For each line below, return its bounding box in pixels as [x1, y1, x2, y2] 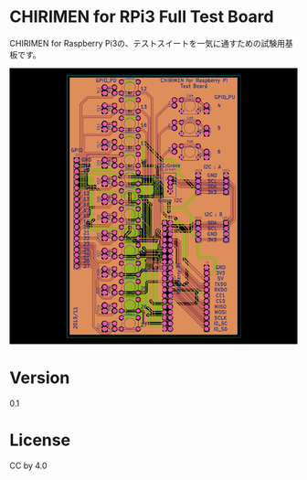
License [9, 430, 71, 451]
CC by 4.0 [9, 460, 48, 471]
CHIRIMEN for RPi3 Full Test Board [9, 6, 274, 27]
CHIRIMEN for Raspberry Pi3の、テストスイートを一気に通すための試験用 [9, 37, 286, 48]
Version [9, 368, 70, 389]
